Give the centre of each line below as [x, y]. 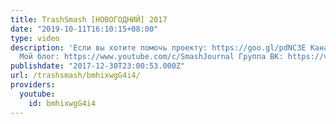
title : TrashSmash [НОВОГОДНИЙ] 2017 [89, 19]
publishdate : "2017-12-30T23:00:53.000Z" [98, 66]
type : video [35, 38]
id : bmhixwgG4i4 [62, 103]
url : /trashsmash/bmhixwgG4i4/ [75, 76]
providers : [33, 85]
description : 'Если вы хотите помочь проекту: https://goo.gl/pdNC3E [158, 47]
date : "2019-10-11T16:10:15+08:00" [84, 29]
